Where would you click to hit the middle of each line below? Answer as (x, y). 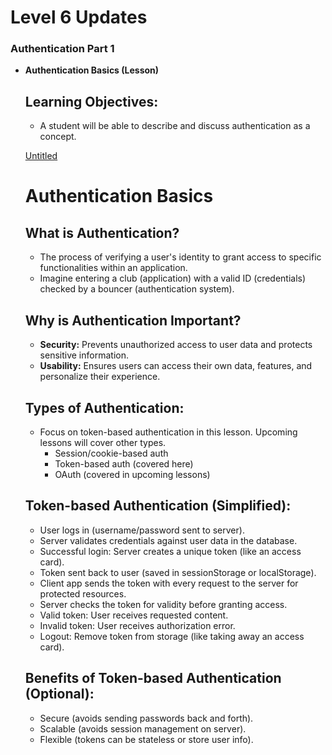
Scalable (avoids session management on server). (143, 728)
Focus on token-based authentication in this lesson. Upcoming (168, 432)
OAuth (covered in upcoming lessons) (132, 474)
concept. (58, 137)
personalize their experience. (100, 377)
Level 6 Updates (79, 17)
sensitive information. (84, 355)
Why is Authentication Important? (133, 320)
